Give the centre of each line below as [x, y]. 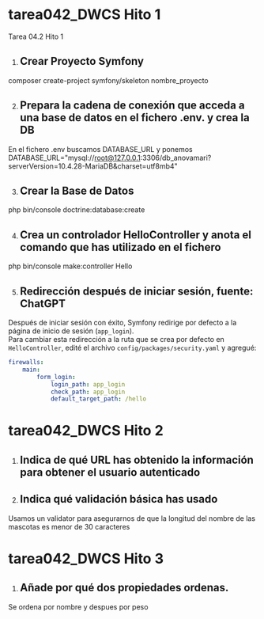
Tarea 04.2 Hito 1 [36, 36]
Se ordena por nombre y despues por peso [78, 606]
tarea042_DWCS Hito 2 [86, 431]
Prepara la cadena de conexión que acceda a [132, 106]
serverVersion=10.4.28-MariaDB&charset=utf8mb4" [93, 166]
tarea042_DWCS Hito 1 [85, 15]
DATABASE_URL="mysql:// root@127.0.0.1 [74, 158]
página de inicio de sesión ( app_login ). [71, 331]
